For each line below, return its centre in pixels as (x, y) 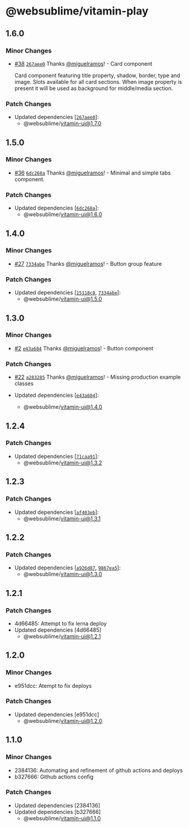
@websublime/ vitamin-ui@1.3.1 (62, 518)
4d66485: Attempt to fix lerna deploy (60, 623)
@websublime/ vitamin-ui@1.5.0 (62, 299)
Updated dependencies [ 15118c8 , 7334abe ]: (68, 293)
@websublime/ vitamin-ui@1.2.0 (63, 720)
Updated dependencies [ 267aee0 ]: (56, 117)
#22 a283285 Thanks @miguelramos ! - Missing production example (98, 377)
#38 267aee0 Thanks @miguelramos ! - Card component (83, 63)
